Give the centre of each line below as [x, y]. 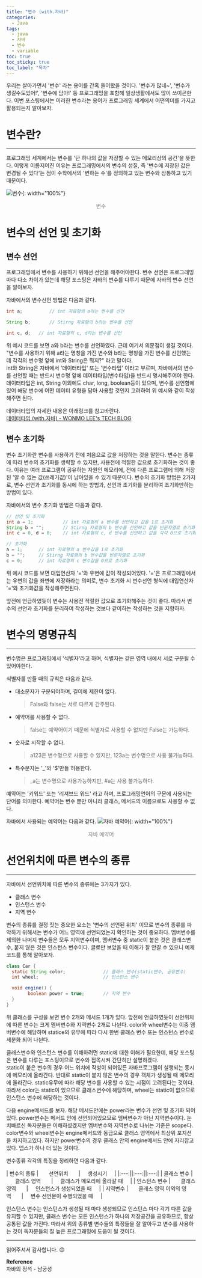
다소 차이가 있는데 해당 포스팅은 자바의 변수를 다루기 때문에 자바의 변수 [100, 280]
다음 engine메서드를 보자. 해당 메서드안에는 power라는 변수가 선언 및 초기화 [95, 1110]
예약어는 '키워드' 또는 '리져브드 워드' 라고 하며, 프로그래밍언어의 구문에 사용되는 [99, 793]
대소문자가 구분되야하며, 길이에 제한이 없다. [66, 691]
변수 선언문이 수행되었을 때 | [66, 1196]
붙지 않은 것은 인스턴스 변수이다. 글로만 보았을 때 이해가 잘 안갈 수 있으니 [99, 947]
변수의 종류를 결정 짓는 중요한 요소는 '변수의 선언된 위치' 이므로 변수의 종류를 [96, 925]
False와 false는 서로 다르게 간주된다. [73, 704]
